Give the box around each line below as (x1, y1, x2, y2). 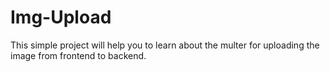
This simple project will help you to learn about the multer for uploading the (10, 39, 320, 51)
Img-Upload (10, 6, 112, 29)
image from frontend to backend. (10, 49, 147, 61)
